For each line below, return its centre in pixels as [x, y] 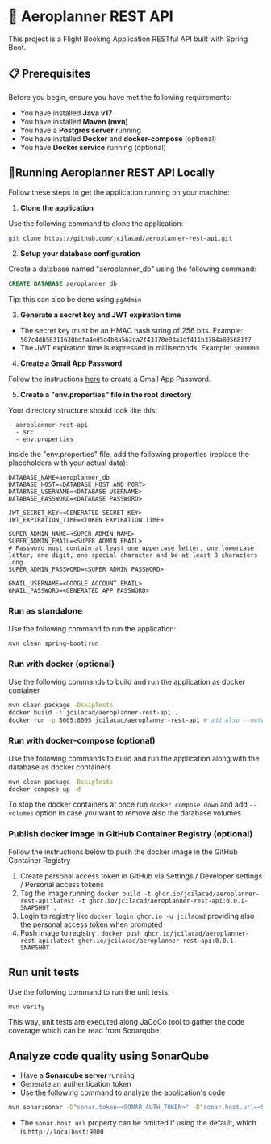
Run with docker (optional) [62, 664]
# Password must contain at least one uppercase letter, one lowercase [131, 548]
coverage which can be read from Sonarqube [84, 1031]
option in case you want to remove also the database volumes [139, 813]
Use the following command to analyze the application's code [123, 1092]
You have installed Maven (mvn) [74, 121]
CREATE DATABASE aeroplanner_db [63, 284]
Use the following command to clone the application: [96, 223]
